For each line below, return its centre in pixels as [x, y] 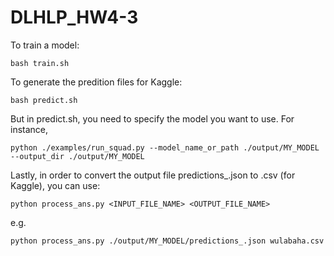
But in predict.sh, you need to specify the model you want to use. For [152, 118]
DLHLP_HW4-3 [74, 17]
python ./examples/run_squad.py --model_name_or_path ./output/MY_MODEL [165, 147]
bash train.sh [40, 63]
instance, [29, 129]
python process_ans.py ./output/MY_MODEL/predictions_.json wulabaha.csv [167, 241]
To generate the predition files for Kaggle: [96, 82]
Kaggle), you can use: [55, 185]
